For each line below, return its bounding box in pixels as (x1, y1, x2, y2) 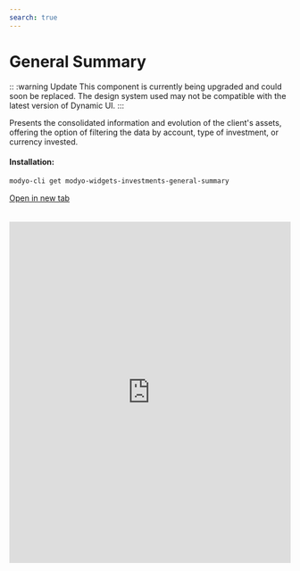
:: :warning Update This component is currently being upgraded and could (9, 81, 282, 92)
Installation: (9, 157, 55, 168)
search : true (9, 12, 58, 22)
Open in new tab (9, 193, 70, 203)
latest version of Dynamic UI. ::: (9, 100, 125, 111)
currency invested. (9, 136, 79, 147)
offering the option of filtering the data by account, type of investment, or (9, 127, 279, 137)
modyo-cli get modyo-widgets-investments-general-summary (9, 176, 229, 186)
